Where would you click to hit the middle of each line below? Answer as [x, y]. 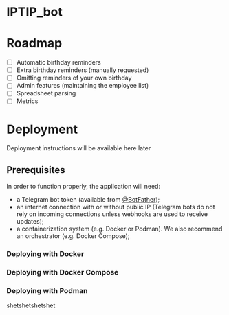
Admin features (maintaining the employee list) [83, 86]
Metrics [27, 101]
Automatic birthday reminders [58, 62]
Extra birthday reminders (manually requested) [83, 70]
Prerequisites [36, 170]
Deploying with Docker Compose [63, 272]
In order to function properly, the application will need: [84, 187]
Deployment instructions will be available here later [79, 148]
